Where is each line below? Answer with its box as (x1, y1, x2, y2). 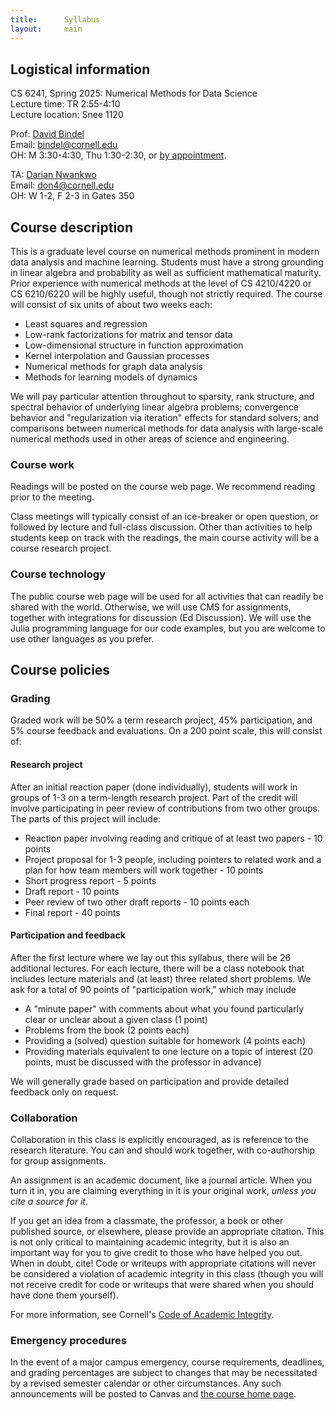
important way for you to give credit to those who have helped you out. (10, 1247, 303, 1259)
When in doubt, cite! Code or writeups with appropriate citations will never (10, 1257, 317, 1270)
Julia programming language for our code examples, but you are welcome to (10, 622, 326, 634)
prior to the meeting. (10, 491, 95, 503)
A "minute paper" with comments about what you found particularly (24, 1002, 305, 1015)
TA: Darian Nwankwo (10, 169, 97, 181)
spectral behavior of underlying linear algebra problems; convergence (10, 401, 299, 413)
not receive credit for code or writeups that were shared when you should (10, 1279, 314, 1291)
